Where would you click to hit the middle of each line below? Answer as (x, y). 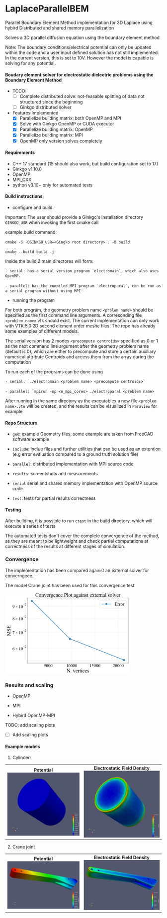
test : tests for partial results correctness (54, 498)
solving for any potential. (31, 63)
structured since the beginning (51, 102)
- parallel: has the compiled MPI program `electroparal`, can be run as (83, 286)
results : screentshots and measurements (55, 474)
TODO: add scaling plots (30, 725)
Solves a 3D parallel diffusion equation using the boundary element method (83, 37)
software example (31, 439)
